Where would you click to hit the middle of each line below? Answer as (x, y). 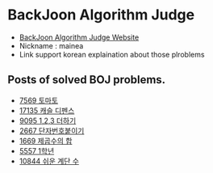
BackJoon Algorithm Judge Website (79, 37)
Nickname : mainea (51, 45)
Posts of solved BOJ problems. (87, 80)
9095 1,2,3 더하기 (48, 120)
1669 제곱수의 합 (46, 141)
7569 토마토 (38, 100)
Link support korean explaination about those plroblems (112, 54)
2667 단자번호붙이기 (52, 130)
